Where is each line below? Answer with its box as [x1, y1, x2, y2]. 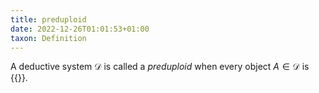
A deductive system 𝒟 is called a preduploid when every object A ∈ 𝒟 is [10, 61, 310, 73]
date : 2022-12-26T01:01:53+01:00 [10, 24, 150, 34]
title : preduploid [10, 14, 87, 25]
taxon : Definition [10, 33, 87, 43]
